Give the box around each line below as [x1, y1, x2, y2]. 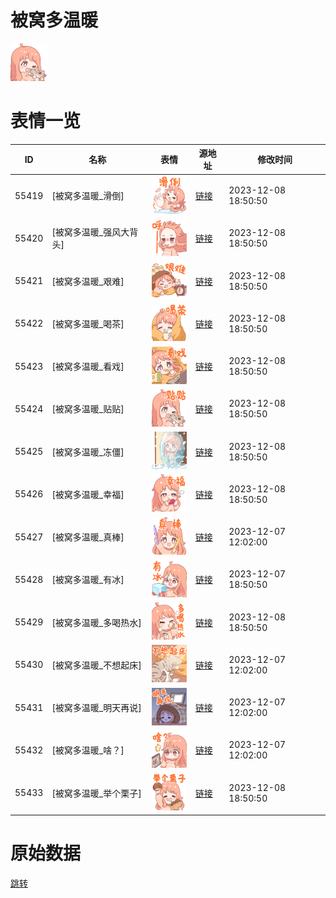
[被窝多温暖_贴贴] [51, 403, 125, 415]
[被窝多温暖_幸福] [51, 488, 125, 500]
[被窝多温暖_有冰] [51, 574, 125, 586]
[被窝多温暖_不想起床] [51, 659, 142, 671]
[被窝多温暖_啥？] [51, 744, 125, 756]
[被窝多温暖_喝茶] [51, 317, 125, 330]
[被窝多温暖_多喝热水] [51, 616, 142, 628]
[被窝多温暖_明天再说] [51, 702, 142, 714]
